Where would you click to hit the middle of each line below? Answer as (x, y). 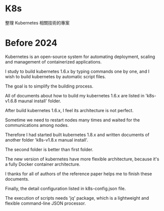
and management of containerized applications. (54, 61)
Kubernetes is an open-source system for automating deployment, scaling (80, 57)
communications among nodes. (37, 125)
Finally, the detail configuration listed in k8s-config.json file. (66, 188)
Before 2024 (31, 43)
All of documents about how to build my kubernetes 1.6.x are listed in (75, 95)
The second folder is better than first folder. (49, 149)
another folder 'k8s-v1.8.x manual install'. (47, 140)
